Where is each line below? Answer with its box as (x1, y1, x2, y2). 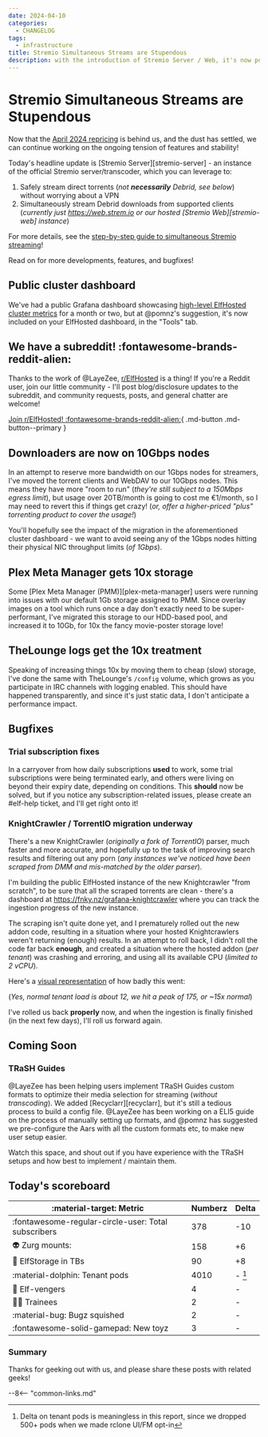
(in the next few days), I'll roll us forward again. (8, 1016, 163, 1025)
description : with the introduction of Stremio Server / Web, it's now (8, 57, 251, 65)
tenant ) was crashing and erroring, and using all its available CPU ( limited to (8, 952, 258, 961)
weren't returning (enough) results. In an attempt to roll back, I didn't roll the (8, 935, 258, 945)
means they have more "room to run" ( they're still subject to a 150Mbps (8, 484, 243, 494)
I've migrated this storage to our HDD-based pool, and (49, 612, 228, 622)
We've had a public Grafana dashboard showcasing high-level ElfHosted (8, 300, 246, 309)
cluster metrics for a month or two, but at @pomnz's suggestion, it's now (8, 308, 249, 318)
